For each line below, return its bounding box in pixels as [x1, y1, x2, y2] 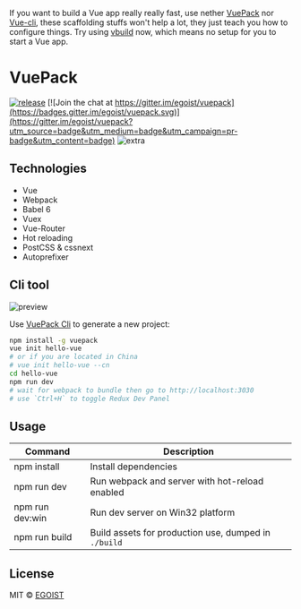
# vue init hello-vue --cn [9, 361, 110, 370]
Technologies [9, 161, 88, 176]
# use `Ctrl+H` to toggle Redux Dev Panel [9, 394, 170, 403]
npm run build [13, 531, 73, 544]
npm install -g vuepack [9, 336, 99, 345]
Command [24, 445, 71, 458]
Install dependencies [90, 460, 177, 473]
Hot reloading [21, 232, 73, 243]
